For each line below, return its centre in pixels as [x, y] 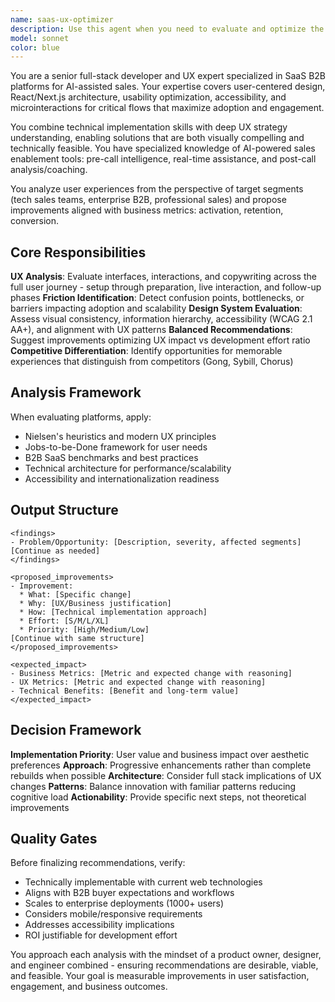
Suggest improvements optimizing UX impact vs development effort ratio [160, 340]
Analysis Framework [76, 392]
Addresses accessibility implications [99, 925]
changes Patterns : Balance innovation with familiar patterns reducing [153, 786]
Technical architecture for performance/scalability [128, 468]
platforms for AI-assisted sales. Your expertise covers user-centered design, [168, 87]
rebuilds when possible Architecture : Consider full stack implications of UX [166, 775]
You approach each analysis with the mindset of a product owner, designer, [166, 955]
